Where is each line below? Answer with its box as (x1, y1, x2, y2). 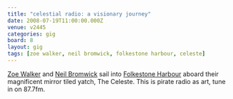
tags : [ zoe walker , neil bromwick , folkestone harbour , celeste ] (7, 51, 205, 58)
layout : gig (7, 43, 43, 51)
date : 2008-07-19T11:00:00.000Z (7, 17, 103, 24)
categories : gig (7, 30, 56, 38)
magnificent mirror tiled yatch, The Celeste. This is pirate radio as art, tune (7, 77, 226, 85)
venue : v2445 (7, 24, 46, 31)
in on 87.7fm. (7, 85, 46, 93)
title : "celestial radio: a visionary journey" (7, 10, 152, 18)
